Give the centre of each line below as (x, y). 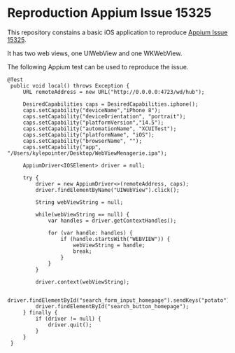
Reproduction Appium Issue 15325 (109, 13)
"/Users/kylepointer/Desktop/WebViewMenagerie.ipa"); (87, 153)
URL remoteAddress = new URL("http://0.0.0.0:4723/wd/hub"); (114, 92)
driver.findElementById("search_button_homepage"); (112, 306)
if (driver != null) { (68, 319)
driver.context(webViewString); (83, 282)
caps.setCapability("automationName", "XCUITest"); (100, 129)
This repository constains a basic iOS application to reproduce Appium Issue (117, 32)
